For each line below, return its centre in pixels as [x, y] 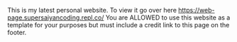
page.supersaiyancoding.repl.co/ [56, 17]
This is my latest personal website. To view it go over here [92, 10]
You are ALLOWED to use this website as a [168, 17]
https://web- [197, 10]
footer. [17, 32]
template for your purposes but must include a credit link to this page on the [118, 25]
